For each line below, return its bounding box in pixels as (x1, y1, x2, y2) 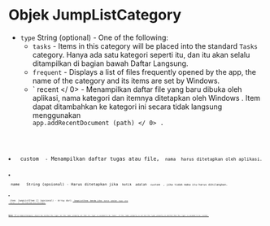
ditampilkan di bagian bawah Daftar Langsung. (32, 59, 189, 68)
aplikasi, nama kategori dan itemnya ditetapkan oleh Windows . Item (32, 93, 261, 102)
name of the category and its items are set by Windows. (32, 76, 220, 85)
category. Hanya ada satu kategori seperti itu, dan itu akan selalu (32, 50, 250, 59)
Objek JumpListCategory (8, 6, 181, 24)
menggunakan (32, 110, 81, 120)
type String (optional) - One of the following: (20, 33, 169, 42)
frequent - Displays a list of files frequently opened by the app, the (32, 67, 256, 76)
